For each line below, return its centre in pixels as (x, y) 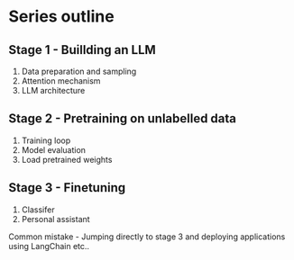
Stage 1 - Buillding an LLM (83, 50)
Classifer (38, 210)
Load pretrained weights (67, 159)
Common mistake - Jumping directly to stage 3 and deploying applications (147, 237)
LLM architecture (53, 90)
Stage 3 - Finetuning (67, 188)
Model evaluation (54, 149)
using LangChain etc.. (49, 246)
